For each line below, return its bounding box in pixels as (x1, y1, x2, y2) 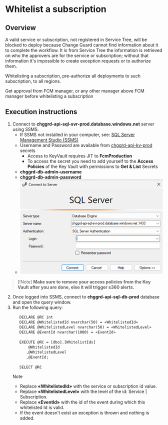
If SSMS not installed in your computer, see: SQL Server (19, 131, 135, 137)
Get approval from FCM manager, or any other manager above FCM (5, 88, 145, 93)
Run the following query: (12, 304, 63, 310)
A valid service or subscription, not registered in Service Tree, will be (5, 36, 147, 42)
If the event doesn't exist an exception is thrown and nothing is (19, 410, 149, 416)
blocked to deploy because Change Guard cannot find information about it (5, 42, 158, 48)
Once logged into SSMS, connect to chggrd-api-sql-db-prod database (12, 294, 160, 300)
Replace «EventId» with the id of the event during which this (19, 399, 145, 405)
